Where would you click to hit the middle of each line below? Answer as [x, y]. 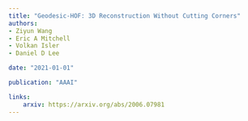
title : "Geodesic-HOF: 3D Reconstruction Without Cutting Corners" [125, 16]
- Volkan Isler [34, 46]
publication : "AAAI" [43, 82]
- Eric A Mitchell [39, 38]
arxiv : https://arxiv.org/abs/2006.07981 [94, 104]
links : [19, 97]
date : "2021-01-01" [41, 68]
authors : [23, 23]
